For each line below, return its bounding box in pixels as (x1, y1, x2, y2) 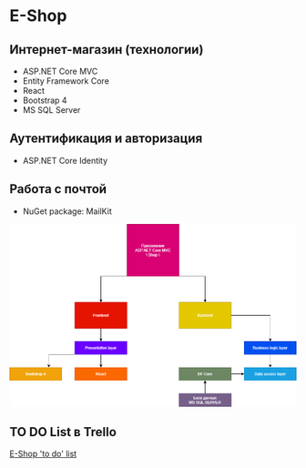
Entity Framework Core (22, 76, 109, 86)
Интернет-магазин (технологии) (9, 42, 204, 57)
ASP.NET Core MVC (22, 66, 98, 76)
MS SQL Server (22, 105, 81, 115)
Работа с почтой (9, 181, 107, 197)
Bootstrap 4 (22, 95, 67, 106)
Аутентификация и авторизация (9, 131, 203, 147)
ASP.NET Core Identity (22, 155, 108, 166)
